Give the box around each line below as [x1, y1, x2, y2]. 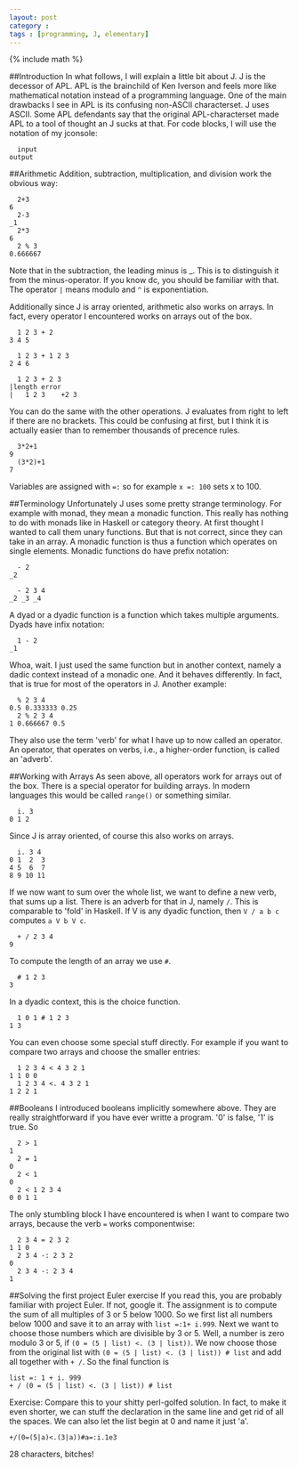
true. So [9, 1122, 38, 1132]
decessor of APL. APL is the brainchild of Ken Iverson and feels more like [9, 81, 278, 92]
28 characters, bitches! [9, 1448, 94, 1460]
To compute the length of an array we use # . [9, 956, 172, 967]
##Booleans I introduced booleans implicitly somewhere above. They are [9, 1103, 277, 1114]
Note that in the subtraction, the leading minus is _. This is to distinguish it [9, 265, 279, 276]
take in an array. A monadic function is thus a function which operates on [9, 536, 278, 547]
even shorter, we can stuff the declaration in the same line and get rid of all [9, 1407, 285, 1417]
